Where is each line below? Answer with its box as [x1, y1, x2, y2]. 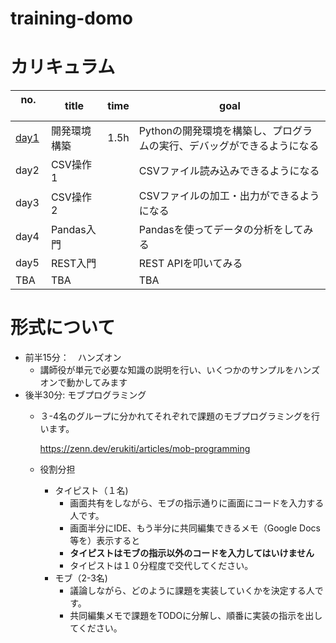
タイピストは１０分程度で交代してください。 [69, 560, 254, 572]
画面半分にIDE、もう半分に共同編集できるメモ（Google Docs [69, 522, 321, 534]
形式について [10, 317, 116, 339]
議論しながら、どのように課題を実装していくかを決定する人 [69, 585, 315, 597]
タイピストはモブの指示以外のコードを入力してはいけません [69, 547, 315, 559]
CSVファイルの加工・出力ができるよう [138, 189, 320, 203]
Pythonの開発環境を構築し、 [138, 124, 273, 138]
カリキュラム [10, 56, 116, 79]
